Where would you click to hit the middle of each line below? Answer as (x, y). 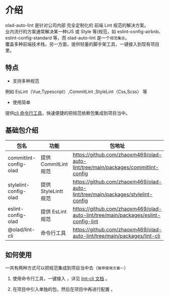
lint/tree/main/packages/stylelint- (113, 194)
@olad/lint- (21, 230)
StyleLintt (52, 191)
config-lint (86, 221)
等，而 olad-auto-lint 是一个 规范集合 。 (91, 38)
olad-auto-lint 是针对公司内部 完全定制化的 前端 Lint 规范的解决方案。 (77, 25)
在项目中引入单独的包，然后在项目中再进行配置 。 (64, 289)
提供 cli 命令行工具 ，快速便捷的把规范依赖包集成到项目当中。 (68, 113)
